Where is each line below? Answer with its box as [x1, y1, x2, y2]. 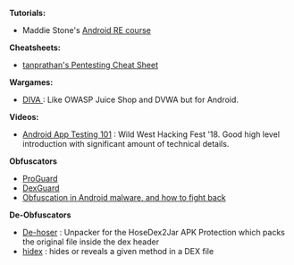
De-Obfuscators [9, 209, 71, 220]
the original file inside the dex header [21, 236, 159, 247]
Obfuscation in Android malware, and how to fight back [21, 192, 226, 202]
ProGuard [21, 174, 58, 184]
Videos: [9, 112, 39, 122]
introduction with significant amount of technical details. [21, 139, 230, 149]
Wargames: [9, 77, 54, 88]
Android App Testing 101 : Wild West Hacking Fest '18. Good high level [21, 129, 280, 140]
